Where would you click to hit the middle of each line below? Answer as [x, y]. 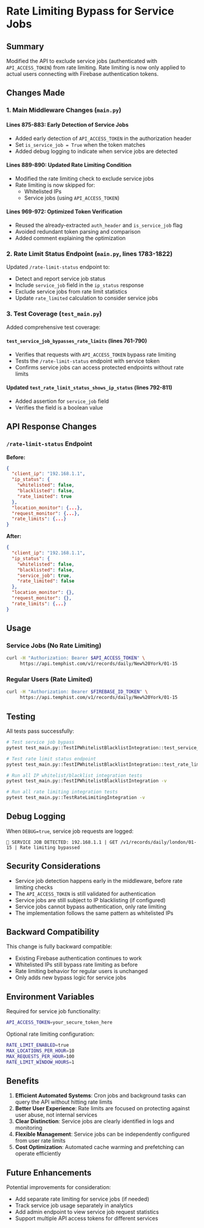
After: [14, 536]
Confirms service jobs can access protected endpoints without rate [99, 367]
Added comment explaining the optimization [70, 238]
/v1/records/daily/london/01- [159, 842]
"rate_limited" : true [44, 496]
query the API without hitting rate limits [64, 1102]
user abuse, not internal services [56, 1115]
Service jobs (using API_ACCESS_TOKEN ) [72, 198]
